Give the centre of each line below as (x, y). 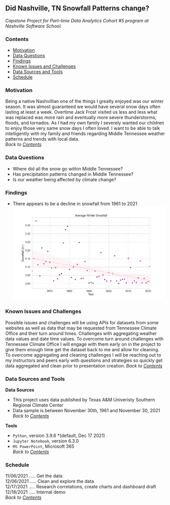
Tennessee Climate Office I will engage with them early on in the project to (83, 344)
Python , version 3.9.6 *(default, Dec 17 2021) (59, 435)
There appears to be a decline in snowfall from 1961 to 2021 (75, 204)
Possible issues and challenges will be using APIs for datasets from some (82, 322)
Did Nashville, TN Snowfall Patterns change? (77, 8)
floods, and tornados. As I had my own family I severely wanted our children (85, 123)
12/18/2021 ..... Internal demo (36, 492)
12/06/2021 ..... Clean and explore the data (49, 481)
